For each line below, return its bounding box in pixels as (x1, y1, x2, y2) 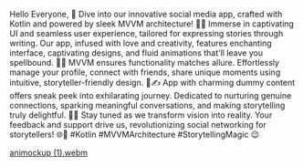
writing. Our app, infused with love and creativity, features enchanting (9, 37, 272, 48)
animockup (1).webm (9, 147, 89, 158)
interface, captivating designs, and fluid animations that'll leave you (9, 47, 263, 58)
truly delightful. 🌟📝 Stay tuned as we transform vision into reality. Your (9, 110, 273, 120)
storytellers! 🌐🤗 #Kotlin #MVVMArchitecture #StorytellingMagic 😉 (9, 129, 260, 140)
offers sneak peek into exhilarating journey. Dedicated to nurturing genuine (9, 90, 292, 100)
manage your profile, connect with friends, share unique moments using (9, 67, 281, 78)
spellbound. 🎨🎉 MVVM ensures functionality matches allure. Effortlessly (9, 57, 280, 68)
